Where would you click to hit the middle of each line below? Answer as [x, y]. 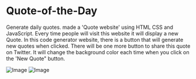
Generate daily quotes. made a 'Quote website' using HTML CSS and [90, 27]
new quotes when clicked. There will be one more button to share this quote [98, 46]
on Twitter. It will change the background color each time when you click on [98, 52]
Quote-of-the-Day [52, 11]
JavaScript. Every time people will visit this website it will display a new [92, 33]
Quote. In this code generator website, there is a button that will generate [95, 39]
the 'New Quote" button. [36, 58]
